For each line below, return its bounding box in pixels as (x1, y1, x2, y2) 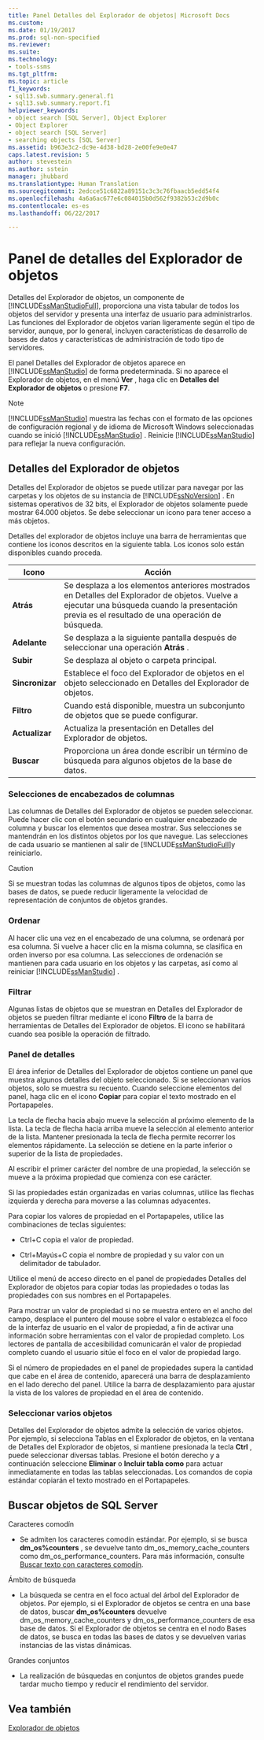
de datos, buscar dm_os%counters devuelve (19, 1607, 167, 1616)
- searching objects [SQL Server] (8, 135, 122, 144)
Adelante (12, 637, 47, 648)
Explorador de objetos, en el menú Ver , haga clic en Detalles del (8, 375, 219, 384)
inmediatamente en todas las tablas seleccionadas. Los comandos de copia (8, 1468, 253, 1477)
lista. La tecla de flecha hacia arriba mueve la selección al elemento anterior (8, 1124, 254, 1134)
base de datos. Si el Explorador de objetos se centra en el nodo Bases (19, 1623, 247, 1634)
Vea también (8, 1702, 71, 1716)
